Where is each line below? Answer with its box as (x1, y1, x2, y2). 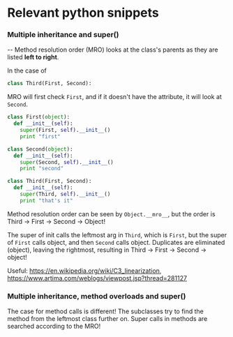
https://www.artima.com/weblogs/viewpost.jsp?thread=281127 (7, 274, 187, 282)
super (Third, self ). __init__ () (20, 190, 111, 198)
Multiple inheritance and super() (7, 30, 119, 40)
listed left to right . (7, 53, 59, 61)
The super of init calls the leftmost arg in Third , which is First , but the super (7, 230, 227, 239)
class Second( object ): (7, 145, 73, 153)
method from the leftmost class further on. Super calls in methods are (7, 315, 208, 323)
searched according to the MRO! (7, 322, 101, 331)
